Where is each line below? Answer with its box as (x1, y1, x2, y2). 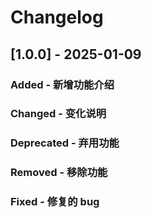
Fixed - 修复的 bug (10, 195, 100, 209)
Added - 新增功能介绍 (10, 77, 115, 91)
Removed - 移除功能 (10, 166, 108, 180)
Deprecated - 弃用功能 (10, 136, 120, 150)
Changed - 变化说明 (10, 107, 107, 121)
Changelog (10, 6, 104, 29)
